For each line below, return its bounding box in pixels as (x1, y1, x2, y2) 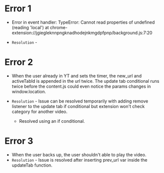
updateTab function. (11, 162, 53, 168)
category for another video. (11, 108, 68, 114)
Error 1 (4, 3, 31, 14)
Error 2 (4, 57, 33, 68)
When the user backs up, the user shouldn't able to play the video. (11, 151, 147, 158)
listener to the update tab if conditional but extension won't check (11, 103, 145, 109)
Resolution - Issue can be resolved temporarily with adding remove (11, 98, 148, 104)
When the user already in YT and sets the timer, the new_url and (11, 72, 142, 79)
